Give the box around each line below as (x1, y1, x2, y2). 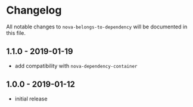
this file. (6, 29, 26, 36)
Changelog (6, 4, 62, 17)
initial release (14, 95, 48, 102)
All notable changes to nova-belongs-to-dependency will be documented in (6, 23, 188, 30)
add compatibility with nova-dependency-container (14, 62, 138, 69)
